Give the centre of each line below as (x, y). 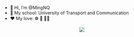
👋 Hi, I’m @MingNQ (30, 8)
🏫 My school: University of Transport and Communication (69, 13)
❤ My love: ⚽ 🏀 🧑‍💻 (30, 18)
